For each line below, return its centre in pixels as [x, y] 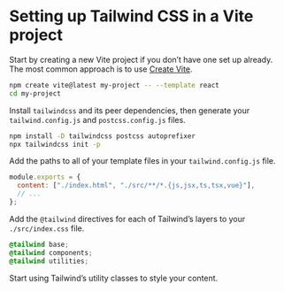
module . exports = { [45, 177]
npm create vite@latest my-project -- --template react [114, 85]
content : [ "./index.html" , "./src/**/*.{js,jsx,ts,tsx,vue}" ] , [136, 186]
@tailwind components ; [51, 253]
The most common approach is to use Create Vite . [101, 69]
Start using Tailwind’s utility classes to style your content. [114, 278]
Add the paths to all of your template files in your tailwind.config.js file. [142, 161]
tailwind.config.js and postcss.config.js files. [97, 119]
